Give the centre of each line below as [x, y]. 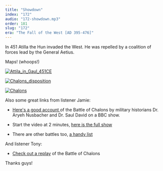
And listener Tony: [24, 144]
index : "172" [19, 14]
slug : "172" [17, 28]
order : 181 [16, 24]
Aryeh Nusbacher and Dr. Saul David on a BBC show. [66, 115]
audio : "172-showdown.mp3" [33, 19]
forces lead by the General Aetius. [40, 52]
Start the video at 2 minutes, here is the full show [62, 125]
